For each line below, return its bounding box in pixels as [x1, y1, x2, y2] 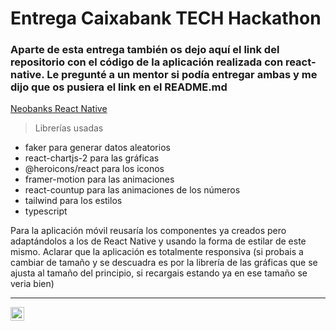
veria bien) [10, 278, 55, 290]
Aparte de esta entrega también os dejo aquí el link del [10, 43, 280, 57]
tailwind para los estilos [24, 195, 123, 207]
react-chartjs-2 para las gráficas [24, 152, 160, 164]
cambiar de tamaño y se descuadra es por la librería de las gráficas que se [10, 257, 318, 269]
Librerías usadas [34, 122, 104, 134]
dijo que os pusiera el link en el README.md [10, 80, 228, 94]
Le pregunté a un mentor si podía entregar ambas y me [46, 68, 318, 82]
